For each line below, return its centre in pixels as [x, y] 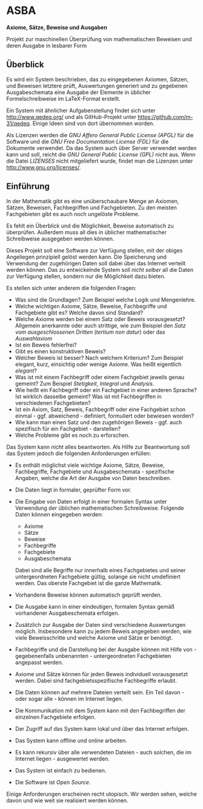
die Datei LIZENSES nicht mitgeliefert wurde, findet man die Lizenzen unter [100, 161]
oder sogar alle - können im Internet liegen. [69, 699]
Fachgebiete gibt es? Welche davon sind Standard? [79, 313]
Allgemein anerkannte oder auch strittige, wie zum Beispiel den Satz [100, 325]
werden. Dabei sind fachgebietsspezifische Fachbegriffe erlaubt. [96, 680]
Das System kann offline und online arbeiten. [71, 740]
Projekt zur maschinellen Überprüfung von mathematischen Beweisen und [99, 39]
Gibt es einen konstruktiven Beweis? [60, 351]
